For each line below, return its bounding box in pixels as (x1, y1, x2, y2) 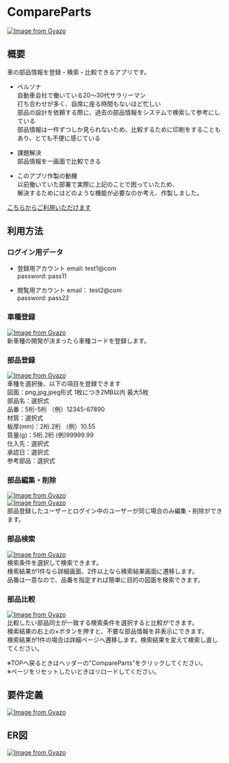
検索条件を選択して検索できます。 (7, 558, 103, 566)
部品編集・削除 (7, 475, 57, 485)
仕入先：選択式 (7, 439, 49, 448)
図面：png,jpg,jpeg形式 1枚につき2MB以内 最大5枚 (7, 388, 149, 396)
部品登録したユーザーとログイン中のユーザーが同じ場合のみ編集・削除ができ (7, 507, 223, 515)
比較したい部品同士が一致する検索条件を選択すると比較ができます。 (7, 618, 198, 627)
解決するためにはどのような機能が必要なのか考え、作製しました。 (16, 189, 203, 197)
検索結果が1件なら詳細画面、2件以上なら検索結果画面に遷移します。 (7, 567, 198, 575)
